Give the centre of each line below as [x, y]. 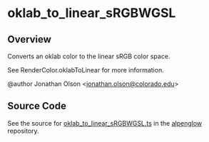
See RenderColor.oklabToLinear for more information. [86, 70]
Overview [30, 39]
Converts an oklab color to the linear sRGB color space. [89, 56]
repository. [23, 131]
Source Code [37, 106]
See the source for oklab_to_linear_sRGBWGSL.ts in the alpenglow [104, 123]
